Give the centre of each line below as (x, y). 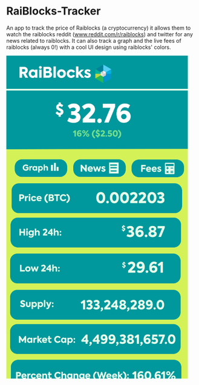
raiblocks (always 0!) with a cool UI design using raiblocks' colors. (89, 47)
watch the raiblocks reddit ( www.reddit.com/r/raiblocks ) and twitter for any (100, 34)
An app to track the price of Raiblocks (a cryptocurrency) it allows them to (99, 28)
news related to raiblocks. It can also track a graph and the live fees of (94, 40)
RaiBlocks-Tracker (54, 11)
